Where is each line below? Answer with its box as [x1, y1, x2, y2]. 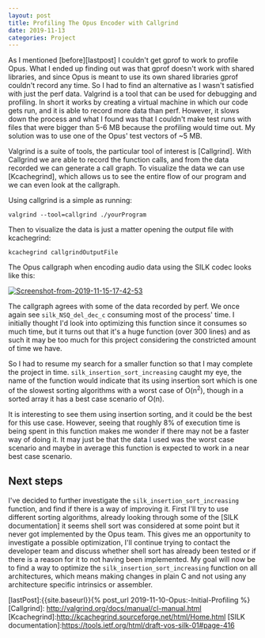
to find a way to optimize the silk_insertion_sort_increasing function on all [8, 563, 258, 572]
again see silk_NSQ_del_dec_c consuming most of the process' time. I [8, 310, 235, 319]
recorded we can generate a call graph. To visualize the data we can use [8, 163, 245, 173]
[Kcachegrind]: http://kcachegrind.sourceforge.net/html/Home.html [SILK [8, 612, 245, 621]
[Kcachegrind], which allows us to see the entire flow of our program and [8, 172, 247, 181]
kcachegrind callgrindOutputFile [8, 249, 119, 257]
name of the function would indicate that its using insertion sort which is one [8, 376, 258, 385]
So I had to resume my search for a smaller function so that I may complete [8, 359, 253, 369]
